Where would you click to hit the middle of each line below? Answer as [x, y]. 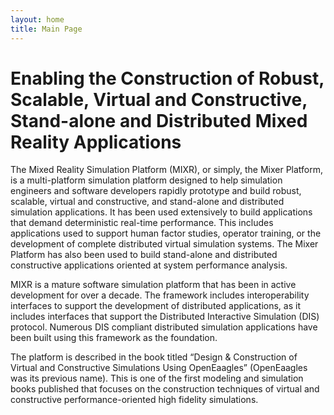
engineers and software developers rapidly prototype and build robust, [156, 191]
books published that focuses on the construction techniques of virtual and [165, 389]
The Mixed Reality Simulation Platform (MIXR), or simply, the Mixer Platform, [167, 170]
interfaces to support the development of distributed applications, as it [155, 306]
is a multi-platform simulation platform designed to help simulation [146, 180]
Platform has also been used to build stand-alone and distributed [144, 255]
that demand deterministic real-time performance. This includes [142, 223]
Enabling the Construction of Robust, [167, 78]
